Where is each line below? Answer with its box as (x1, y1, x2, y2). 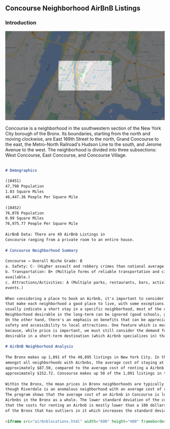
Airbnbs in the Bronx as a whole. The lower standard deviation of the (5, 398, 159, 403)
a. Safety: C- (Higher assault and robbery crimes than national (5, 264, 146, 269)
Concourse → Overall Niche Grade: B (5, 258, 82, 264)
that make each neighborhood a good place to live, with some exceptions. (5, 301, 166, 306)
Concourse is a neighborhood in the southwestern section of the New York (5, 125, 161, 131)
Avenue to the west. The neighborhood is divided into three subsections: (5, 146, 157, 152)
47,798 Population (5, 184, 44, 189)
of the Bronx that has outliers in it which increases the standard (5, 408, 153, 413)
